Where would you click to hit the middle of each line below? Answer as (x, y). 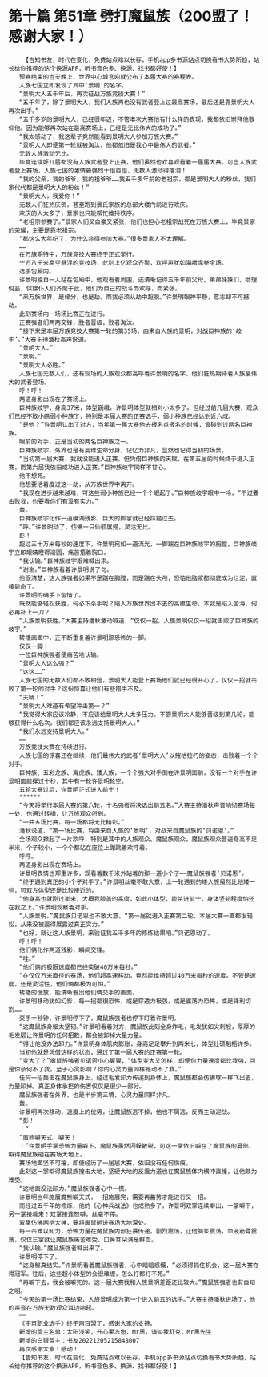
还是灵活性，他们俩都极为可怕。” (65, 984)
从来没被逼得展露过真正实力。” (62, 924)
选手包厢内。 (37, 271)
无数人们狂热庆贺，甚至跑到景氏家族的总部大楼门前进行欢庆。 (105, 205)
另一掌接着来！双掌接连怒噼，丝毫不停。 (65, 1214)
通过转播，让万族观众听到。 (71, 814)
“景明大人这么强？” (46, 663)
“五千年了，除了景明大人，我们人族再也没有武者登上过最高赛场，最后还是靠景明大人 (137, 102)
